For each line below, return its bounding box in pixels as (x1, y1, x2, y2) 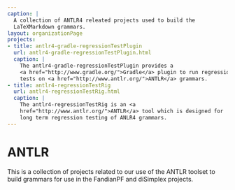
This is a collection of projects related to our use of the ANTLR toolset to (7, 167, 215, 175)
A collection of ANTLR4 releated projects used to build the (13, 17, 196, 24)
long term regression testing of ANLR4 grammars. (20, 114, 168, 121)
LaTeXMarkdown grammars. (13, 23, 86, 30)
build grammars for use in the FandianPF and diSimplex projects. (7, 175, 194, 183)
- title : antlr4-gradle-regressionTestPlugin (7, 43, 142, 50)
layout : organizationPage (7, 29, 83, 37)
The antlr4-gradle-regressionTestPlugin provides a (20, 62, 173, 69)
